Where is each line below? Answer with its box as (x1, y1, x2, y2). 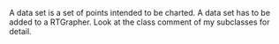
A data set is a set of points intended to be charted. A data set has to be (9, 8, 271, 18)
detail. (9, 26, 33, 36)
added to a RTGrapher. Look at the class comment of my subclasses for (9, 17, 270, 27)
